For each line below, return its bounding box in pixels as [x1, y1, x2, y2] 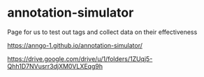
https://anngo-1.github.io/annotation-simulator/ [7, 41, 143, 49]
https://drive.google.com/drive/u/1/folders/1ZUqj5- [7, 54, 153, 63]
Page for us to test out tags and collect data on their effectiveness [7, 28, 198, 36]
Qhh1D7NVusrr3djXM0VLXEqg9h [7, 62, 103, 70]
